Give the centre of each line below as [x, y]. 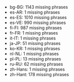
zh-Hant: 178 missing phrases [39, 74]
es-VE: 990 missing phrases [38, 22]
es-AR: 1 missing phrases [35, 12]
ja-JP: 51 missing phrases [35, 43]
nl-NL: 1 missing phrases [34, 54]
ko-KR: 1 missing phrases [35, 49]
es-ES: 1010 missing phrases [38, 17]
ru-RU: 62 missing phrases [36, 64]
